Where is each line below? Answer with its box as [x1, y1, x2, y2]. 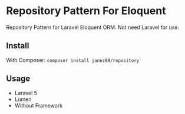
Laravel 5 [14, 89, 37, 96]
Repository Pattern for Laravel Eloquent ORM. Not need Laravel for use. [6, 24, 180, 31]
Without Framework [14, 102, 63, 109]
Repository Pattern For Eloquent [6, 4, 166, 18]
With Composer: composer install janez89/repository [6, 56, 140, 63]
